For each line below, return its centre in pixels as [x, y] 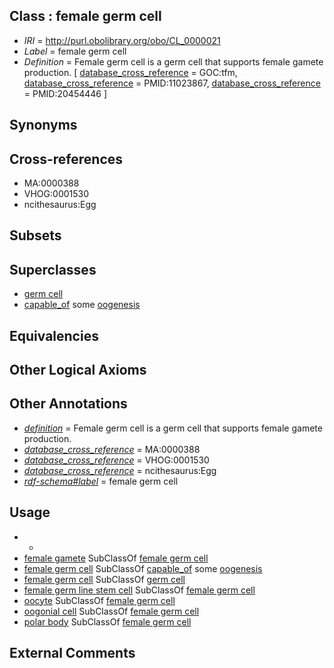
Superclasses [53, 269]
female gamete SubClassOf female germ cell [116, 558]
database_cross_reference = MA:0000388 [112, 449]
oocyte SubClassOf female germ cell [99, 600]
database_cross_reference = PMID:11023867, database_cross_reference [172, 83]
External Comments [72, 653]
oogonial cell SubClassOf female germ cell [111, 611]
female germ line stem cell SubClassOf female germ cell [139, 590]
